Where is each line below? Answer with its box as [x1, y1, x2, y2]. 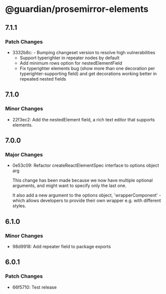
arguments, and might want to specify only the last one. [12, 183, 127, 189]
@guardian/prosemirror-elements [5, 3, 149, 15]
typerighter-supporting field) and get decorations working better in [19, 71, 157, 77]
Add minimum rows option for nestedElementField [19, 60, 123, 66]
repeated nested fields [19, 76, 66, 82]
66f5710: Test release [12, 284, 57, 290]
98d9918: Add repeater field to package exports [12, 243, 111, 249]
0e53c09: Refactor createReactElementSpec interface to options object [12, 163, 159, 169]
